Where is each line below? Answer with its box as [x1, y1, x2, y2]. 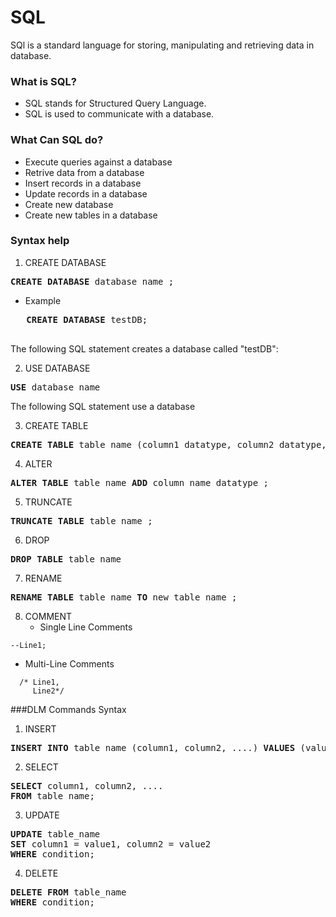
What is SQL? [10, 74, 77, 88]
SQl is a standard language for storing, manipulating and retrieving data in [10, 39, 315, 51]
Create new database [24, 198, 114, 210]
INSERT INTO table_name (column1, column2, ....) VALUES [10, 742, 296, 753]
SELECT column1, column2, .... [10, 780, 164, 791]
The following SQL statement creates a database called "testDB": [10, 342, 279, 355]
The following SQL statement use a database [10, 400, 196, 412]
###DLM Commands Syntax [10, 703, 127, 715]
